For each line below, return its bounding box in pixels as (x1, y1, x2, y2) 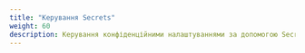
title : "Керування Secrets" (9, 13, 116, 22)
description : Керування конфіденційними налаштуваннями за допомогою (9, 30, 279, 39)
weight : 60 (9, 22, 51, 31)
